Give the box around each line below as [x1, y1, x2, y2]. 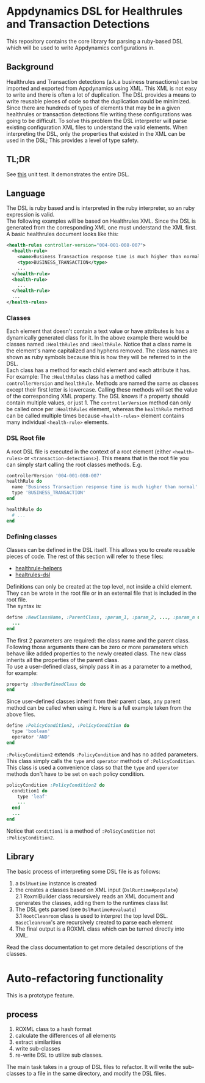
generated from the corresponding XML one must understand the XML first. [6, 224, 197, 231]
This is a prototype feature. [6, 991, 74, 999]
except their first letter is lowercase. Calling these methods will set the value [6, 386, 198, 393]
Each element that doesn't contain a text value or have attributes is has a [6, 327, 189, 335]
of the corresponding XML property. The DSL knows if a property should [6, 393, 189, 400]
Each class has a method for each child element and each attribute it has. [6, 367, 191, 374]
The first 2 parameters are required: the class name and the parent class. [6, 636, 190, 644]
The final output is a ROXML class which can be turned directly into [15, 925, 185, 932]
